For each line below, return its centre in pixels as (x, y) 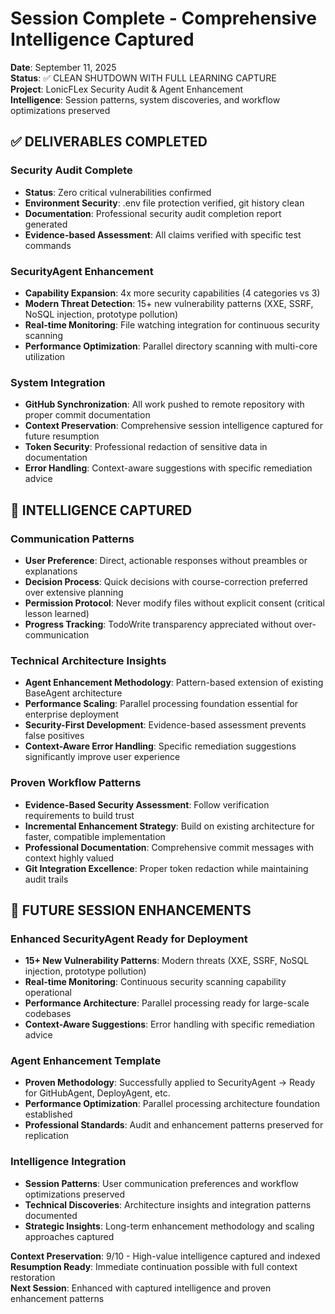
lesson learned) (57, 613)
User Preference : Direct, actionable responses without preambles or (166, 560)
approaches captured (69, 1236)
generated (46, 224)
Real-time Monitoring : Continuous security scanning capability (155, 982)
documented (51, 1215)
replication (46, 1136)
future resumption (62, 436)
